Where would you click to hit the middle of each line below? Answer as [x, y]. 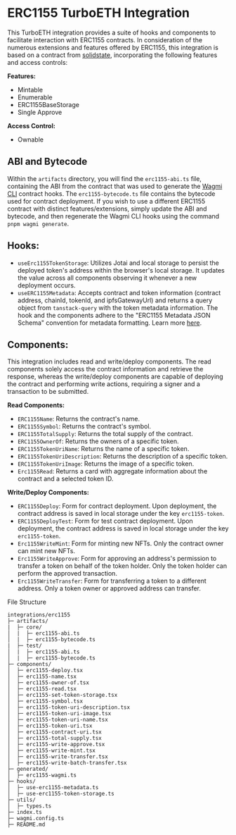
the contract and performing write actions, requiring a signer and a [104, 384]
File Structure [27, 602]
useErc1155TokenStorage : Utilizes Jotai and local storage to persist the [118, 263]
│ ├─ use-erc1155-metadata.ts [53, 788]
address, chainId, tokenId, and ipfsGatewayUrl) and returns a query [115, 300]
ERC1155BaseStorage [48, 104]
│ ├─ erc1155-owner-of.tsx [48, 683]
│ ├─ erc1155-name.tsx [42, 677]
